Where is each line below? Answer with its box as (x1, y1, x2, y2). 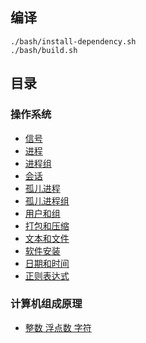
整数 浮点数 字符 (24, 321, 92, 333)
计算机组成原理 (10, 297, 83, 311)
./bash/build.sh (10, 45, 78, 55)
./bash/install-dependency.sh (10, 36, 137, 47)
